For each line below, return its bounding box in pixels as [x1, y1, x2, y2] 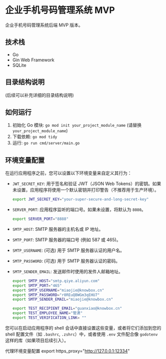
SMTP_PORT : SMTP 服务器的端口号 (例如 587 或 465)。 [12, 236, 121, 242]
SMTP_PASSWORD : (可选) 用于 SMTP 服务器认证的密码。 [12, 258, 121, 264]
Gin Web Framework [12, 57, 55, 63]
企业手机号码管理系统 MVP [5, 4, 115, 16]
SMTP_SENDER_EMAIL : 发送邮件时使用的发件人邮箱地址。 [12, 268, 123, 274]
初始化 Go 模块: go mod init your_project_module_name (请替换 [12, 122, 142, 128]
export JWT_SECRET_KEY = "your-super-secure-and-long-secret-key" [12, 197, 149, 202]
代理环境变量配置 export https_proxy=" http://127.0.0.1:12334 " [5, 348, 130, 354]
